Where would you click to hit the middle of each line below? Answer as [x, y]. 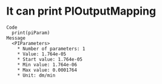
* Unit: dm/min [36, 75]
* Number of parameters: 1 [51, 49]
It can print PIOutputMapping [81, 11]
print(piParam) [31, 33]
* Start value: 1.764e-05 [50, 59]
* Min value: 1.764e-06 [47, 65]
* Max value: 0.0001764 [47, 70]
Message [16, 38]
